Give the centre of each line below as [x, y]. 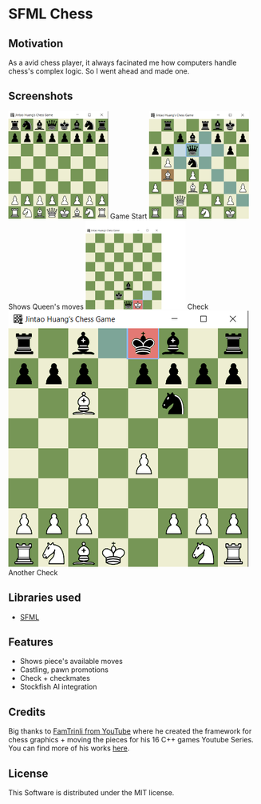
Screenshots [41, 96]
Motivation [36, 44]
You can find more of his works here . [69, 748]
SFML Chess [51, 14]
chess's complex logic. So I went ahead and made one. [99, 71]
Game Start [129, 216]
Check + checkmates [55, 678]
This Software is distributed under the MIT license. [91, 793]
